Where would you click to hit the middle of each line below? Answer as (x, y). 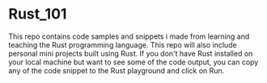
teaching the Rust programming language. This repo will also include (123, 44)
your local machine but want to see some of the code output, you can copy (133, 62)
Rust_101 (38, 14)
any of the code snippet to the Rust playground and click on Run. (117, 70)
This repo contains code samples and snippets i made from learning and (129, 36)
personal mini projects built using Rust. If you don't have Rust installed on (131, 53)
